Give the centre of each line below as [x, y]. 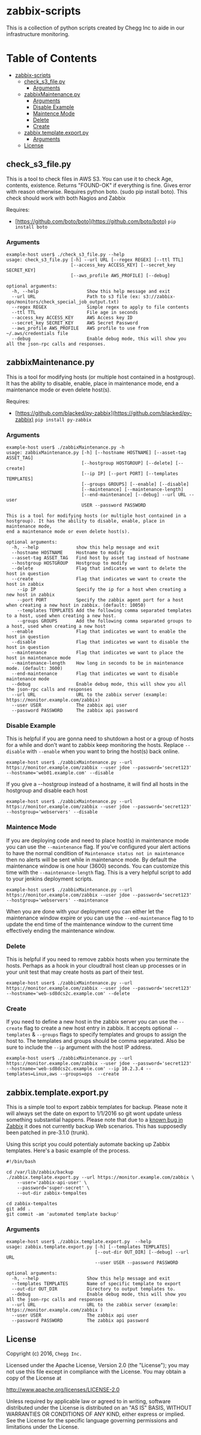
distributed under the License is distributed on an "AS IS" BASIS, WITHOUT [99, 1408]
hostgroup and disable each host [47, 791]
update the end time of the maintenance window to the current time [90, 924]
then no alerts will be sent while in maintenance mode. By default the [91, 859]
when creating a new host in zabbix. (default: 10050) [76, 606]
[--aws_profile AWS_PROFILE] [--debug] [120, 275]
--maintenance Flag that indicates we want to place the [98, 653]
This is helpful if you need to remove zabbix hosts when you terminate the [98, 959]
